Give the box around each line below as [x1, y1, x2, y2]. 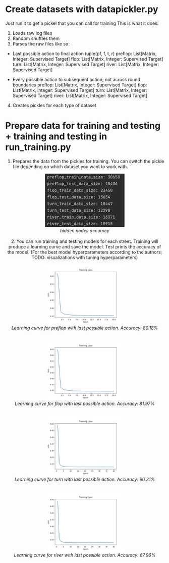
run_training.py [5, 141, 72, 153]
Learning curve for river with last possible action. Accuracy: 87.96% [14, 552, 156, 558]
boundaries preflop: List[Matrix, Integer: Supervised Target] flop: [12, 82, 147, 88]
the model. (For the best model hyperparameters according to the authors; [7, 249, 162, 255]
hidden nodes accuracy [60, 228, 109, 234]
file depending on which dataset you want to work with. [12, 163, 128, 170]
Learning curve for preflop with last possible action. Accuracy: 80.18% [11, 325, 158, 331]
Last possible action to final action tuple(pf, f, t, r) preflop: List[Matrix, [12, 50, 157, 57]
